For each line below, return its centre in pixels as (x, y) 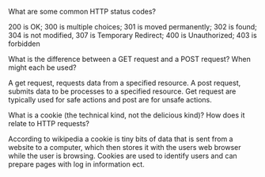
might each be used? (42, 67)
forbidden (25, 44)
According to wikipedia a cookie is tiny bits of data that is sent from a (121, 139)
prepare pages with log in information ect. (76, 164)
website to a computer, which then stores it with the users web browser (125, 147)
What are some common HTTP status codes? (82, 12)
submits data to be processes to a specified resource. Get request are (122, 91)
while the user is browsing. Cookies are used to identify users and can (123, 156)
